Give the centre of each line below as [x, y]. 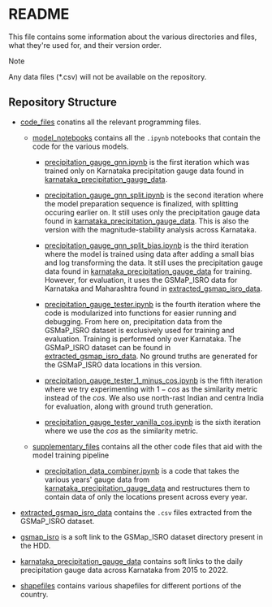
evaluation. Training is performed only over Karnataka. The [143, 339]
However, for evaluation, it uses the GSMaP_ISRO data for [141, 280]
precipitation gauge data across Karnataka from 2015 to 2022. [124, 570]
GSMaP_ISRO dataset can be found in [108, 347]
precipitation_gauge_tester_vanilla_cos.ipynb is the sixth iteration [153, 422]
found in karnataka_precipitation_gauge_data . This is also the [147, 221]
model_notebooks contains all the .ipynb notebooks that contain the [147, 137]
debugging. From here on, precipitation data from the [133, 321]
